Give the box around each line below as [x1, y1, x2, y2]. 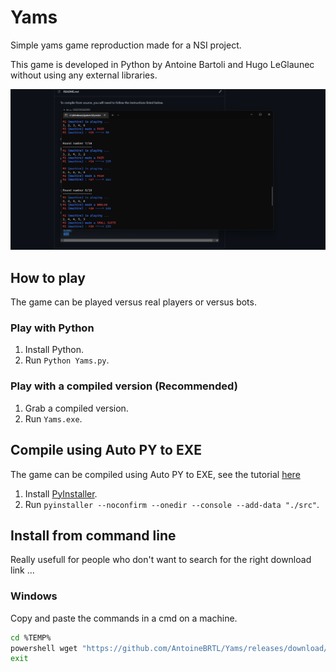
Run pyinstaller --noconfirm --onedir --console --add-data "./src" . [24, 498, 320, 510]
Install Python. [24, 344, 85, 356]
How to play [10, 269, 86, 286]
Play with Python [10, 321, 95, 335]
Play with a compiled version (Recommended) [10, 379, 238, 393]
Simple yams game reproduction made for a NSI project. [10, 39, 242, 51]
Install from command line [10, 527, 177, 544]
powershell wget [10, 643, 78, 653]
